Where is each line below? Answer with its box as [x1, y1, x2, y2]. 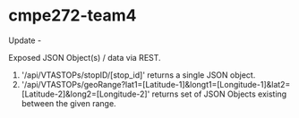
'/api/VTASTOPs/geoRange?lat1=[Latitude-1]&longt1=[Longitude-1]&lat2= [21, 79, 291, 89]
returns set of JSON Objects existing [151, 88, 287, 99]
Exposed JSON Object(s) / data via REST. [8, 52, 162, 63]
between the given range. [21, 97, 117, 108]
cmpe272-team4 [8, 5, 137, 26]
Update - [8, 35, 42, 46]
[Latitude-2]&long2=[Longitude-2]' [21, 88, 150, 99]
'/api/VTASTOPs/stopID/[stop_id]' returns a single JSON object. [21, 69, 256, 80]
